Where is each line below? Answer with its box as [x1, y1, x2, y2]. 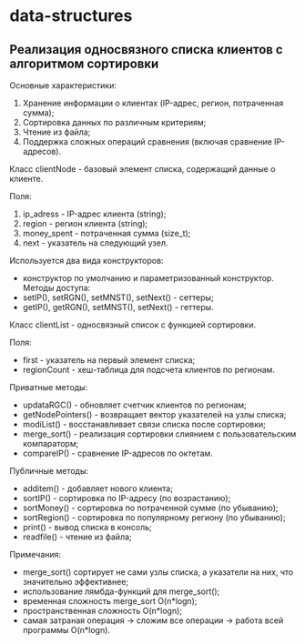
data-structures [9, 5, 133, 26]
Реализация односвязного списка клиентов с [9, 42, 284, 57]
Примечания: [9, 549, 62, 559]
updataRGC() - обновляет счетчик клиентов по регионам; [22, 399, 248, 410]
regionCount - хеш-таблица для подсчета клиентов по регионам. [22, 365, 276, 375]
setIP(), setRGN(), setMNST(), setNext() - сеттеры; [22, 292, 214, 303]
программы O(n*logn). [22, 625, 111, 635]
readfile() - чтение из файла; [22, 531, 132, 542]
